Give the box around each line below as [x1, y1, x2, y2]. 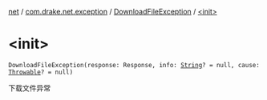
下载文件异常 [8, 83, 51, 93]
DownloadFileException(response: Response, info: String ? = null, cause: [8, 61, 261, 69]
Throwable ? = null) [8, 68, 74, 76]
